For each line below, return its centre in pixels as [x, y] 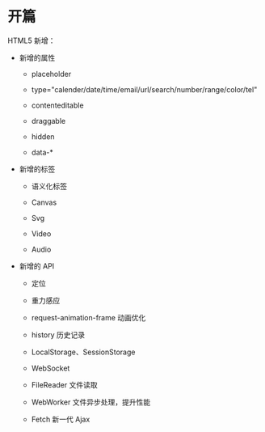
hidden [43, 136]
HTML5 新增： [32, 40]
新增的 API [37, 266]
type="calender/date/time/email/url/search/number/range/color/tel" [144, 89]
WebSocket [50, 368]
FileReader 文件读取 [64, 384]
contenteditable [57, 105]
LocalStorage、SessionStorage [83, 352]
